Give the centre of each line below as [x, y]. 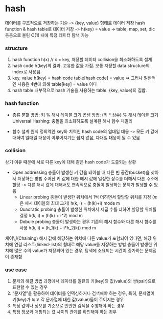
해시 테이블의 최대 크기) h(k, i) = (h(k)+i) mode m [72, 203]
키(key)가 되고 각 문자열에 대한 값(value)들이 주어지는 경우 [68, 300]
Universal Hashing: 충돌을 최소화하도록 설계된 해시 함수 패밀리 [72, 121]
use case [16, 270]
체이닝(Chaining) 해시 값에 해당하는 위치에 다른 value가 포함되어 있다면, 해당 [78, 238]
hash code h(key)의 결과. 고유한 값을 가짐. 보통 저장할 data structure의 [81, 66]
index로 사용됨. [27, 72]
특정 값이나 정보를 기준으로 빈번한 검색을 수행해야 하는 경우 [68, 306]
